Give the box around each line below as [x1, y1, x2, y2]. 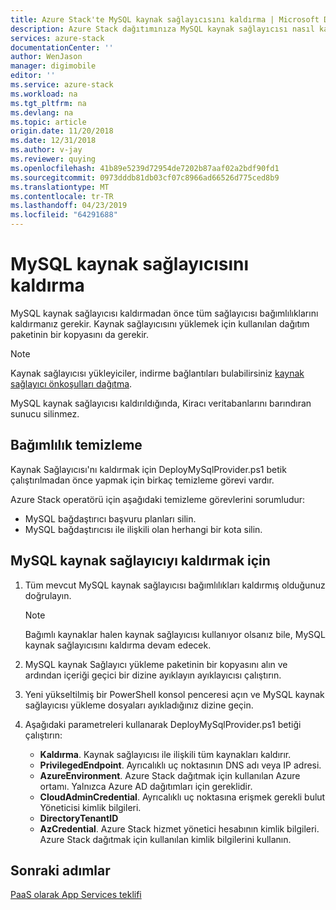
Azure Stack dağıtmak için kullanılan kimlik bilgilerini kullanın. [39, 833, 292, 845]
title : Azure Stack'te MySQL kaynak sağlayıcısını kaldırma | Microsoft [10, 14, 320, 25]
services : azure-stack [10, 33, 105, 43]
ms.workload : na [10, 89, 78, 99]
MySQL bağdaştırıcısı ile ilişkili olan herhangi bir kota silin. [24, 523, 263, 535]
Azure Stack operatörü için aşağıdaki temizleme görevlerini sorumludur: [10, 493, 306, 505]
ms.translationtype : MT [10, 182, 110, 192]
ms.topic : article [10, 117, 87, 127]
